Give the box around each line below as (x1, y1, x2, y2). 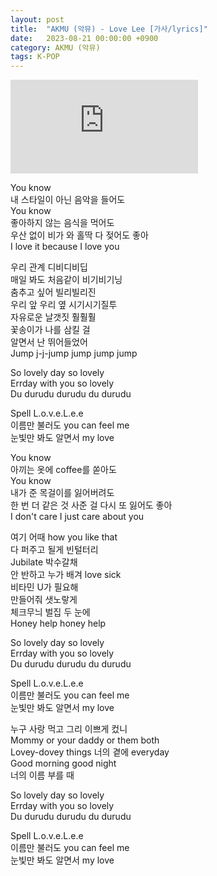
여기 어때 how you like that (10, 531, 118, 543)
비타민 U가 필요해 (10, 581, 79, 593)
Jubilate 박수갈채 (10, 556, 78, 568)
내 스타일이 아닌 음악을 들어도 (10, 194, 126, 206)
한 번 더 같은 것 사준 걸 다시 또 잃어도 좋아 (10, 499, 173, 511)
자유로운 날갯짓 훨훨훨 (10, 311, 97, 323)
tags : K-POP (10, 52, 60, 62)
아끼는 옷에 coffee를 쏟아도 (10, 464, 117, 476)
